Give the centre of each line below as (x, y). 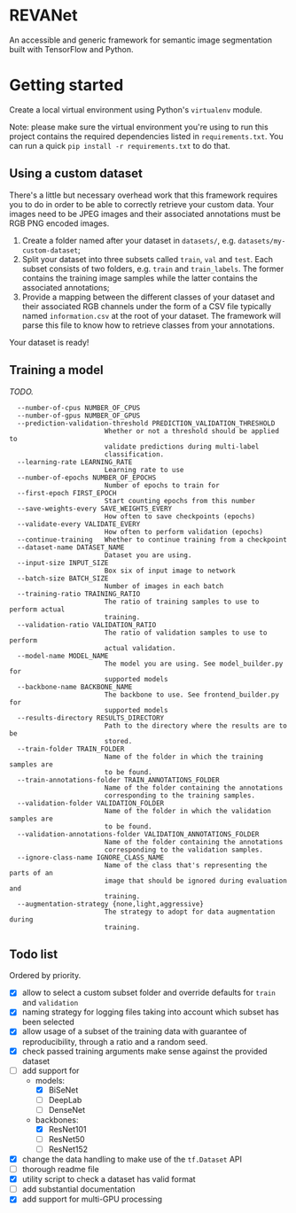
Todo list (34, 954)
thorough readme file (60, 1170)
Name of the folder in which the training (184, 757)
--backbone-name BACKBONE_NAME (75, 687)
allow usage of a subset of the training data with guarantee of (134, 1031)
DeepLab (65, 1100)
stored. (118, 741)
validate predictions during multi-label (182, 447)
